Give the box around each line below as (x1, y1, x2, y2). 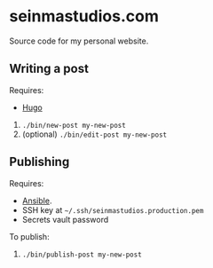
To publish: (9, 231, 51, 241)
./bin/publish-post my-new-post (21, 250, 142, 259)
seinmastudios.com (9, 6, 160, 27)
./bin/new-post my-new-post (21, 121, 126, 130)
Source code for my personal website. (9, 35, 149, 46)
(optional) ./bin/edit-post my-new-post (21, 129, 167, 139)
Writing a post (9, 61, 89, 76)
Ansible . (21, 195, 52, 206)
